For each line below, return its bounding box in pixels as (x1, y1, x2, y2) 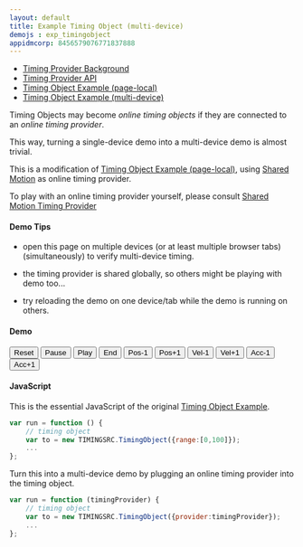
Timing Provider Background (22, 63, 129, 74)
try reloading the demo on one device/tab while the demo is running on (22, 296, 288, 307)
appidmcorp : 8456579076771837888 (9, 38, 136, 48)
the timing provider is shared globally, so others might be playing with (22, 269, 282, 279)
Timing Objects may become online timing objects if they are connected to (9, 109, 288, 120)
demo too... (22, 278, 66, 289)
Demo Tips (9, 221, 52, 231)
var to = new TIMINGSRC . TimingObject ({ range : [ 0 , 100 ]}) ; (25, 435, 241, 444)
